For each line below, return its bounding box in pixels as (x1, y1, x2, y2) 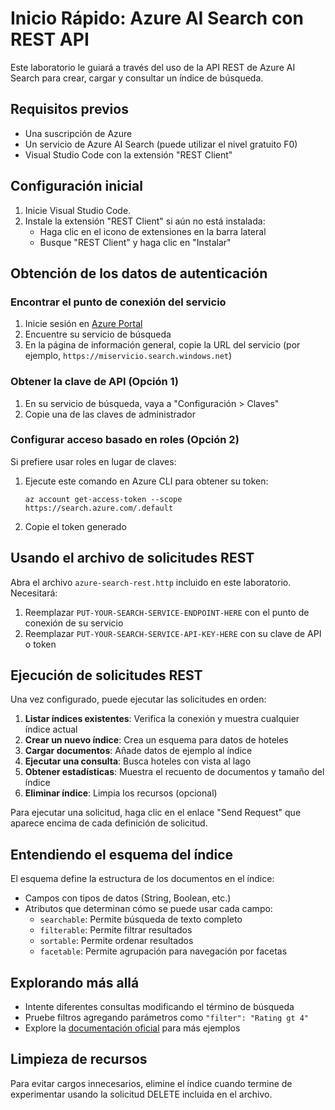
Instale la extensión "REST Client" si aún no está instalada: (24, 215, 266, 227)
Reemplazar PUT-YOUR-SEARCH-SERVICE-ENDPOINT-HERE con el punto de (24, 606, 310, 618)
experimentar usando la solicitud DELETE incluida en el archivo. (10, 1088, 273, 1100)
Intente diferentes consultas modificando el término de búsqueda (24, 1001, 295, 1013)
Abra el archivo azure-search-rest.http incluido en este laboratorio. (10, 576, 292, 588)
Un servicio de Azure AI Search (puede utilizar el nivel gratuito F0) (24, 138, 298, 150)
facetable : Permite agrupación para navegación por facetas (39, 945, 288, 957)
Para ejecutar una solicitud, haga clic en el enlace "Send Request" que (10, 807, 302, 819)
